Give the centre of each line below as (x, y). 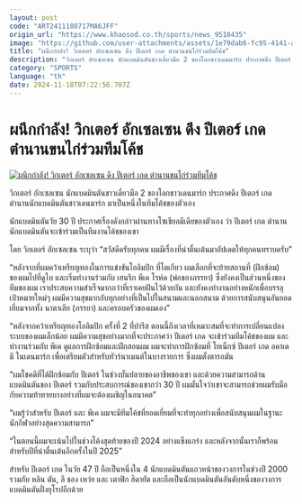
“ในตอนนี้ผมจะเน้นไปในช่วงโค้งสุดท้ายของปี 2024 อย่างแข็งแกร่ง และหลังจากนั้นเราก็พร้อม (144, 440)
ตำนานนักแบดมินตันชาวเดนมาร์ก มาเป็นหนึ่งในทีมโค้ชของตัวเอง (102, 203)
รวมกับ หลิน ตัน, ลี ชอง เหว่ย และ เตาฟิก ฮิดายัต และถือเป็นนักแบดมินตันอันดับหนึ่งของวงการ (146, 479)
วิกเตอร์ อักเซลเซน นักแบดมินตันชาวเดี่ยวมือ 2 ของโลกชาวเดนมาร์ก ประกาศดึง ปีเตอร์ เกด (141, 192)
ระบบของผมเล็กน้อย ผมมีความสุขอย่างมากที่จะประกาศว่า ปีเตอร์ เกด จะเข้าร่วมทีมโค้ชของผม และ (149, 335)
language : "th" (38, 77)
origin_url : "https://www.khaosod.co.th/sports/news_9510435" (128, 34)
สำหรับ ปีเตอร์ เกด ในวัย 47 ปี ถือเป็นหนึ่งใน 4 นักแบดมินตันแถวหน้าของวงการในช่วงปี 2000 (149, 469)
